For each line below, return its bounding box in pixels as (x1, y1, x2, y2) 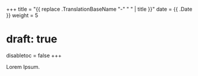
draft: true (6, 32, 58, 46)
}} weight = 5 (6, 12, 39, 19)
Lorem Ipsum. (6, 63, 40, 70)
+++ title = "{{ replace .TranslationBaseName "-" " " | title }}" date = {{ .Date (6, 6, 193, 12)
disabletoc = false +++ (6, 52, 62, 59)
